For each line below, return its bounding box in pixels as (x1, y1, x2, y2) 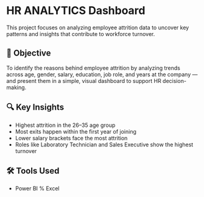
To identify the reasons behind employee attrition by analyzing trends (6, 64, 181, 71)
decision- (162, 77, 187, 84)
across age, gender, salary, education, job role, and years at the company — (6, 71, 198, 78)
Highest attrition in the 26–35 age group (15, 121, 116, 129)
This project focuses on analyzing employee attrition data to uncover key (6, 24, 189, 31)
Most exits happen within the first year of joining (15, 127, 137, 135)
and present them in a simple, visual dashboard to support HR (6, 77, 161, 84)
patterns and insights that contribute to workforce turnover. (6, 30, 155, 37)
